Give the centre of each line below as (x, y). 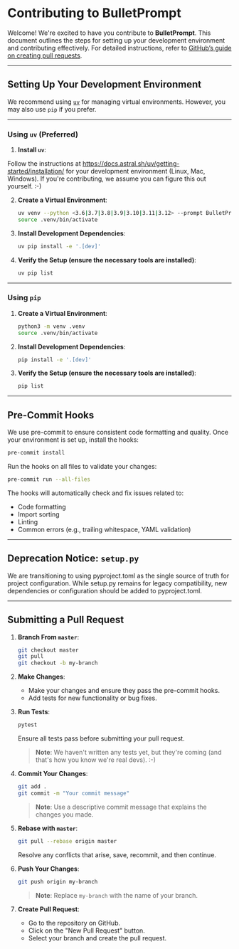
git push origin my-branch (58, 881)
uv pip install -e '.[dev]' (59, 246)
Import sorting (38, 514)
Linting (28, 521)
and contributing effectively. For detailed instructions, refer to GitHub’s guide (119, 48)
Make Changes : (41, 677)
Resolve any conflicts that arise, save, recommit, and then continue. (117, 854)
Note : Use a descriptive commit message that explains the (121, 807)
